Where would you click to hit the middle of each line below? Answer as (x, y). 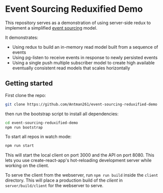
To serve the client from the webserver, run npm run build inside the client (82, 175)
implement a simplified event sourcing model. (51, 28)
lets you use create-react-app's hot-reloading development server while (78, 161)
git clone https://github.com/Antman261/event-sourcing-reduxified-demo (81, 104)
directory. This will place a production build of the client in (64, 180)
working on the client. (27, 165)
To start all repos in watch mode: (38, 137)
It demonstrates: (22, 37)
